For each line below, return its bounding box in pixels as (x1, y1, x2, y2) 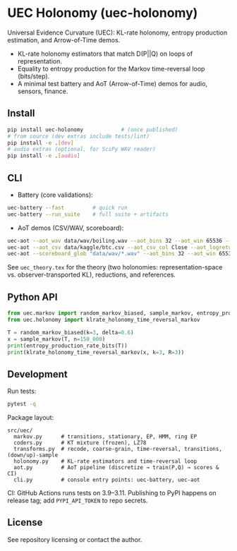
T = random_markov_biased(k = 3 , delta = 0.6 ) (7, 329, 134, 336)
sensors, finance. (17, 87, 68, 95)
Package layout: (7, 413, 54, 422)
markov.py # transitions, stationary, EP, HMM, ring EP (13, 433, 197, 440)
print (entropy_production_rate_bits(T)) (7, 342, 128, 349)
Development (7, 368, 68, 380)
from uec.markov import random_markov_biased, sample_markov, (7, 310, 194, 317)
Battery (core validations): (17, 190, 93, 199)
